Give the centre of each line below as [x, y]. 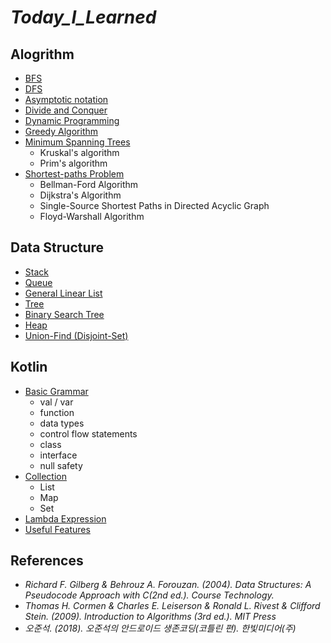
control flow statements [88, 433]
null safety [61, 465]
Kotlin [29, 367]
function [57, 412]
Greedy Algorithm [61, 131]
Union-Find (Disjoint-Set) [76, 335]
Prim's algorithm [73, 163]
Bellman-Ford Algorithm [89, 184]
